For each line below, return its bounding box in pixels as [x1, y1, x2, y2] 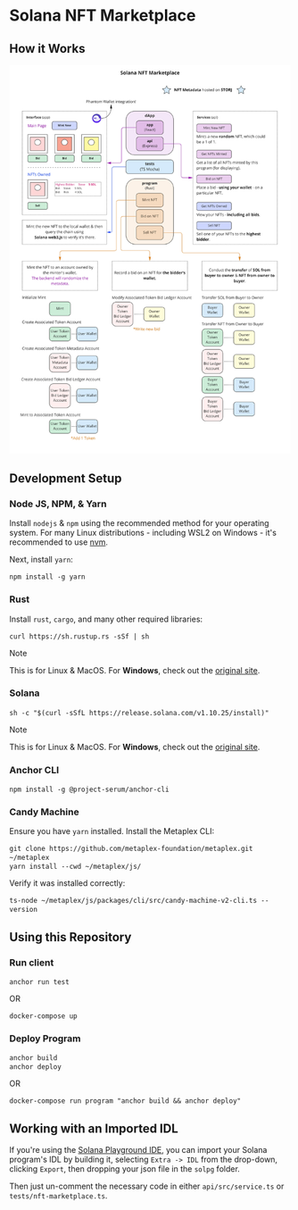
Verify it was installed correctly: [9, 878, 126, 889]
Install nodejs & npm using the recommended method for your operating [9, 518, 269, 529]
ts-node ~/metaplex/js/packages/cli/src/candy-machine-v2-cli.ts [9, 897, 257, 905]
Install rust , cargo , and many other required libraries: [9, 613, 203, 624]
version [9, 905, 38, 914]
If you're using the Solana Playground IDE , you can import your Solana [9, 1145, 268, 1156]
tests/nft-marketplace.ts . [9, 1190, 108, 1201]
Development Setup [9, 471, 122, 486]
